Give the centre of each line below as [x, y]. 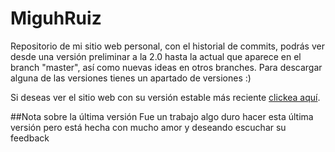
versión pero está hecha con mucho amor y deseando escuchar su [148, 127]
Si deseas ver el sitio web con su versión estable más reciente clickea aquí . [165, 97]
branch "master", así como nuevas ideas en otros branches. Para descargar [166, 67]
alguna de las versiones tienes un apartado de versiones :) [131, 78]
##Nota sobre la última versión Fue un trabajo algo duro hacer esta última [162, 116]
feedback [30, 138]
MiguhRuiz [56, 18]
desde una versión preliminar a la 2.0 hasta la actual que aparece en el [156, 56]
